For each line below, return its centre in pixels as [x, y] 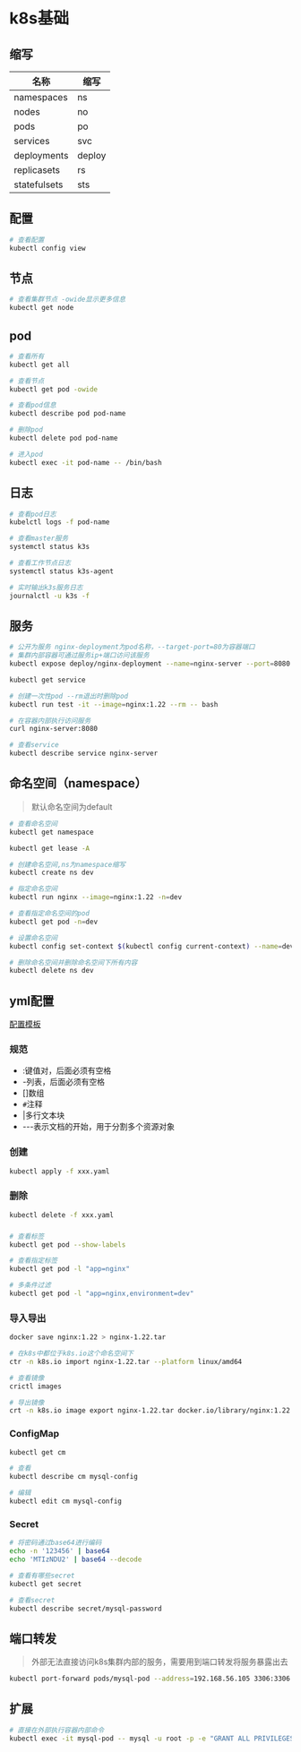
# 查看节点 [27, 381]
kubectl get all [39, 365]
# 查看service [34, 745]
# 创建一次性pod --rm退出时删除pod [69, 696]
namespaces [41, 97]
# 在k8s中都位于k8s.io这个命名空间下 [72, 1353]
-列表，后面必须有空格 [64, 1082]
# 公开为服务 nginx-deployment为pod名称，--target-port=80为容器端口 [132, 647]
